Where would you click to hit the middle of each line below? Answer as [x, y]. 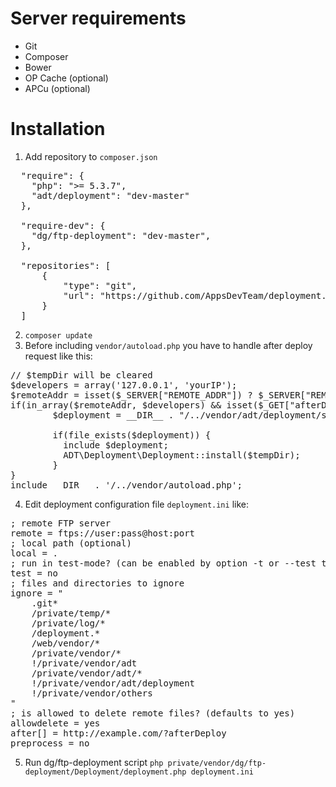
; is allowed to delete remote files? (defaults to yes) [153, 713]
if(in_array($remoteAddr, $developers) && [116, 405]
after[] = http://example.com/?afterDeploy [118, 733]
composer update [58, 335]
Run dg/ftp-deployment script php [94, 762]
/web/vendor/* [66, 643]
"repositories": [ [66, 265]
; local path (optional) [71, 543]
